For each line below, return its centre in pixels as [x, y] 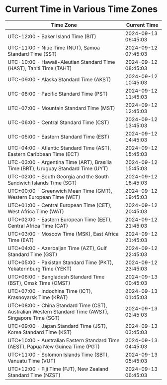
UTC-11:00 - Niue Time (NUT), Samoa [54, 47]
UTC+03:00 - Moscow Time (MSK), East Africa [63, 234]
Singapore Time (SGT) [34, 318]
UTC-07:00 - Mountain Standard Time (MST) [61, 108]
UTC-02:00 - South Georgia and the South [58, 176]
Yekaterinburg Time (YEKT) [40, 268]
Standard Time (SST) [32, 54]
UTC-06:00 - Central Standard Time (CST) [58, 122]
